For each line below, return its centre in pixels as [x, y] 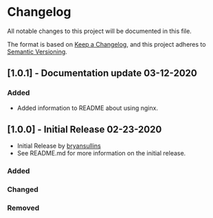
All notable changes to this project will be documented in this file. [100, 31]
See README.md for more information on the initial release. [101, 153]
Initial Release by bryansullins [59, 146]
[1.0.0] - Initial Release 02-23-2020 [85, 130]
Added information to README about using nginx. [87, 108]
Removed [23, 208]
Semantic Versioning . [37, 52]
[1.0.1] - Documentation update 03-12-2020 [102, 73]
